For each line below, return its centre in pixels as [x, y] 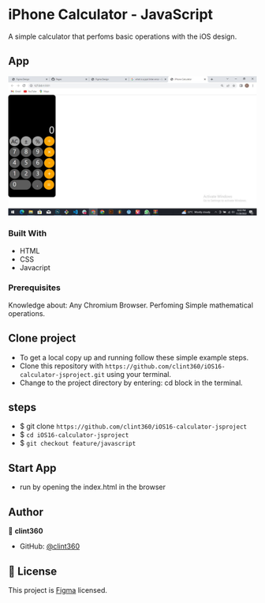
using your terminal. [139, 374]
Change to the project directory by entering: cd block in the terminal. [131, 383]
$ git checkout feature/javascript [78, 443]
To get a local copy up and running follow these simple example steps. [134, 357]
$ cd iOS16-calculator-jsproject [74, 435]
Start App [32, 468]
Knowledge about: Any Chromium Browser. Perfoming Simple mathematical [131, 305]
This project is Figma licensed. [58, 590]
